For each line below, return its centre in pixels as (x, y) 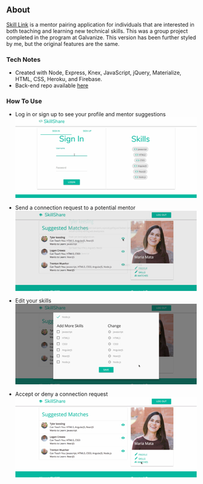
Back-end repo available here (52, 86)
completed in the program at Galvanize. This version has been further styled (101, 37)
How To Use (24, 101)
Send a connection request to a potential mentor (75, 208)
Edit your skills (33, 301)
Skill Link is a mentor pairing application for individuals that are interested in (100, 24)
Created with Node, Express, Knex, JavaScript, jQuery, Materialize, (98, 73)
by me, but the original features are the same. (63, 44)
